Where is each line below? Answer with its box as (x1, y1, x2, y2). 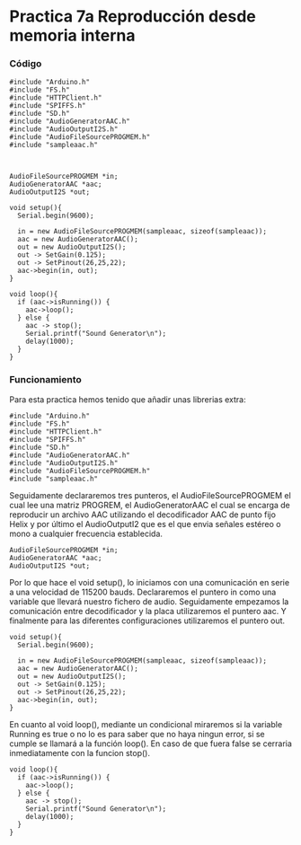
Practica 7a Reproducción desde (9, 6, 256, 27)
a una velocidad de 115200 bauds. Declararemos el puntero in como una (9, 586, 277, 597)
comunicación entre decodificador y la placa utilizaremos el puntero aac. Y (9, 605, 287, 616)
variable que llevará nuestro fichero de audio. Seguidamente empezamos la (9, 595, 289, 607)
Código (9, 57, 42, 70)
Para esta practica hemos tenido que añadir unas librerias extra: (9, 393, 246, 405)
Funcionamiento (9, 374, 83, 386)
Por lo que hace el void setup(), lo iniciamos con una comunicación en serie (9, 577, 290, 587)
